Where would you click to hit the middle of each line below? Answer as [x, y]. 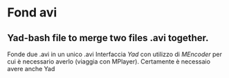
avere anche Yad [31, 69]
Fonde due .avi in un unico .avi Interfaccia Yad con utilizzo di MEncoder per [115, 54]
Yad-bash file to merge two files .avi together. [108, 38]
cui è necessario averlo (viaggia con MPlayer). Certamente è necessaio [109, 62]
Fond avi [32, 13]
